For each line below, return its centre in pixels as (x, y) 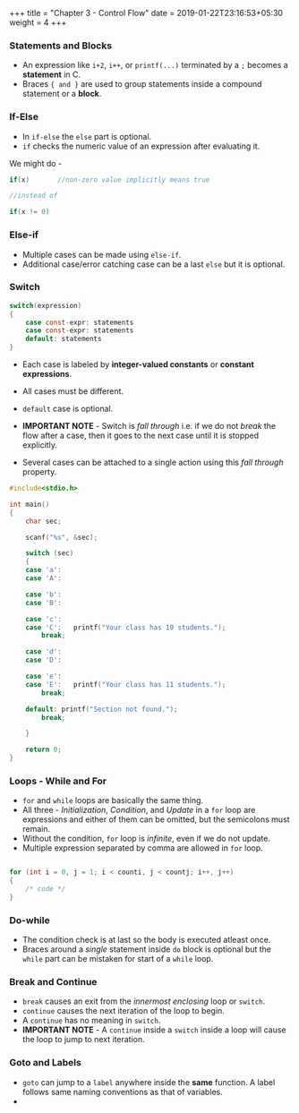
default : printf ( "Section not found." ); (102, 709)
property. (39, 472)
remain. (36, 829)
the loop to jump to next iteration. (83, 1040)
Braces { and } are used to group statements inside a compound (142, 84)
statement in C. (51, 74)
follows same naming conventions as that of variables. (123, 1092)
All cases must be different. (73, 391)
